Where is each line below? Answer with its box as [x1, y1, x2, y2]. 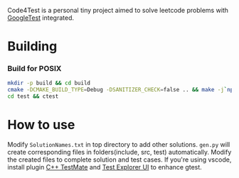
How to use [7, 117, 75, 133]
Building [7, 38, 58, 55]
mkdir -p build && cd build [7, 79, 91, 87]
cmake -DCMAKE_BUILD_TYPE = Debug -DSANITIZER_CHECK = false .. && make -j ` [7, 87, 228, 94]
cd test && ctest [7, 93, 59, 100]
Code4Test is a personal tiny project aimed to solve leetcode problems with [7, 6, 229, 14]
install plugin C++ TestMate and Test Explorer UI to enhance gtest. [7, 163, 203, 172]
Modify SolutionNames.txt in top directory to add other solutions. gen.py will [7, 140, 230, 149]
